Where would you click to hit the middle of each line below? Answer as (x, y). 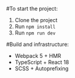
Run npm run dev (35, 33)
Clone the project (36, 20)
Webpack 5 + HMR (38, 56)
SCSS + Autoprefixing (42, 68)
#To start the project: (32, 9)
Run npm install (35, 26)
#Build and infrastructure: (37, 44)
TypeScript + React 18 (42, 62)
